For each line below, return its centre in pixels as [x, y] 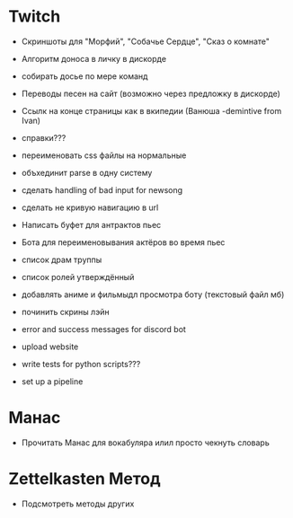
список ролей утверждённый [78, 277]
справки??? [44, 137]
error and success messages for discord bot [103, 329]
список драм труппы [62, 259]
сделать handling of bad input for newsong [102, 189]
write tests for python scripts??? [81, 364]
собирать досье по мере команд [84, 76]
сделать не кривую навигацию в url [90, 207]
